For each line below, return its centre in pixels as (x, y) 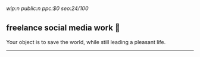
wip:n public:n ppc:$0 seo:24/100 (47, 8)
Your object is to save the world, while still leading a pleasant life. (86, 42)
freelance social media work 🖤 (63, 28)
